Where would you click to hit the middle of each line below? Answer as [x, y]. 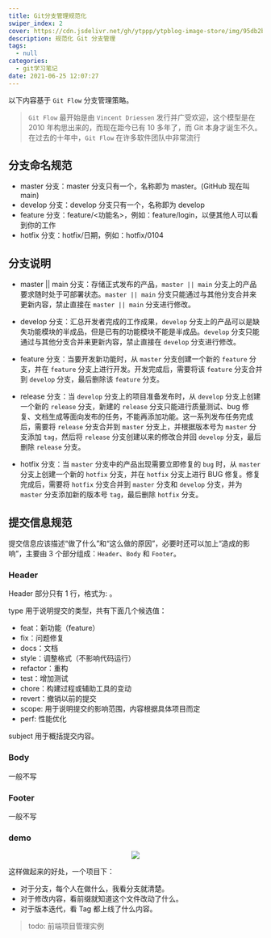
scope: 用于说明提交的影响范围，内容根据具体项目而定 [110, 709]
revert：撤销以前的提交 [58, 699]
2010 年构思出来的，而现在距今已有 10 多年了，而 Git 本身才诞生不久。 [145, 127]
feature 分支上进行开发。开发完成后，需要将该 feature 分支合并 [156, 370]
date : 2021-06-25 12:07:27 [54, 76]
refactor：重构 [44, 669]
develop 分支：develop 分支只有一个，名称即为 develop [113, 205]
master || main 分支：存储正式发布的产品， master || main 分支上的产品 [138, 285]
